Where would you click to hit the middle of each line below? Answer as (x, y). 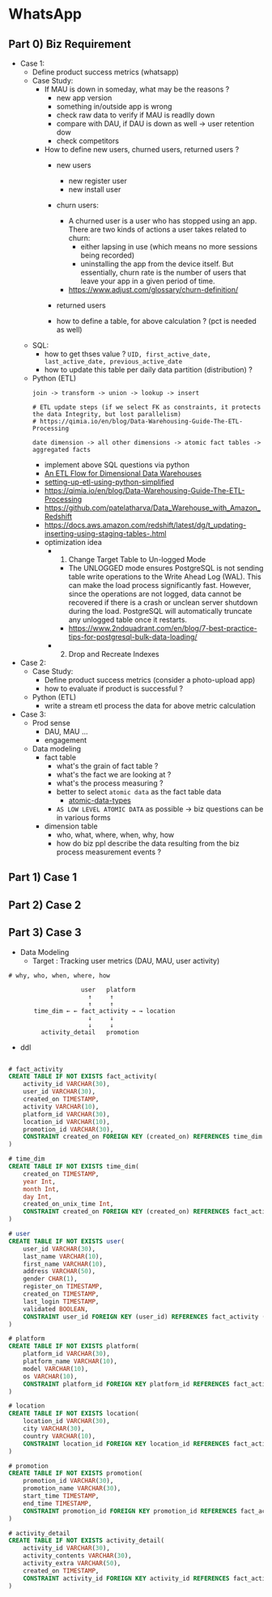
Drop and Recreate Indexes (114, 654)
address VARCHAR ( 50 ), (59, 1271)
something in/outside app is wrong (114, 106)
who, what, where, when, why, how (115, 835)
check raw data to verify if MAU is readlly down (136, 115)
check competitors (88, 141)
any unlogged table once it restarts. (128, 620)
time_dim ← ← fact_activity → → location (104, 1011)
